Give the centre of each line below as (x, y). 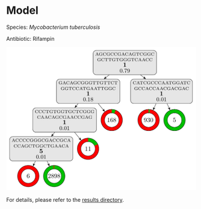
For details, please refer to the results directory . (65, 200)
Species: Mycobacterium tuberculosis (53, 27)
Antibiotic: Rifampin (30, 38)
